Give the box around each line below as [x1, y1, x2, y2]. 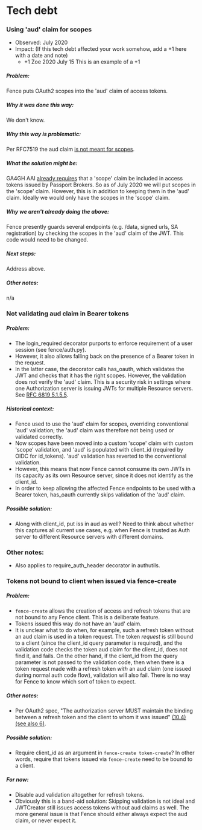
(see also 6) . [14, 720, 46, 727]
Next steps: [6, 249, 36, 257]
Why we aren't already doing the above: [6, 208, 110, 215]
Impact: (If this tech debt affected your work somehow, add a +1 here [14, 45, 187, 53]
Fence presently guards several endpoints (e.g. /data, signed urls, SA [6, 223, 178, 231]
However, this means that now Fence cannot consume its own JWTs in [14, 466, 191, 473]
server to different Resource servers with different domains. [14, 533, 164, 541]
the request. [14, 359, 45, 366]
